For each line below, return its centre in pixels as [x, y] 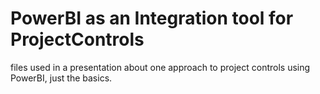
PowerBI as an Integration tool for [152, 18]
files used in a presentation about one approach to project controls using [160, 67]
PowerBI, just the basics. [61, 78]
